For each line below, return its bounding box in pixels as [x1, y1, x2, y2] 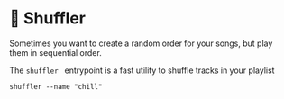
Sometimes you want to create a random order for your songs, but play [9, 38, 273, 49]
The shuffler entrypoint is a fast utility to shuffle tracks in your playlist [9, 65, 275, 76]
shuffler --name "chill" [9, 82, 103, 91]
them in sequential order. [9, 47, 102, 58]
